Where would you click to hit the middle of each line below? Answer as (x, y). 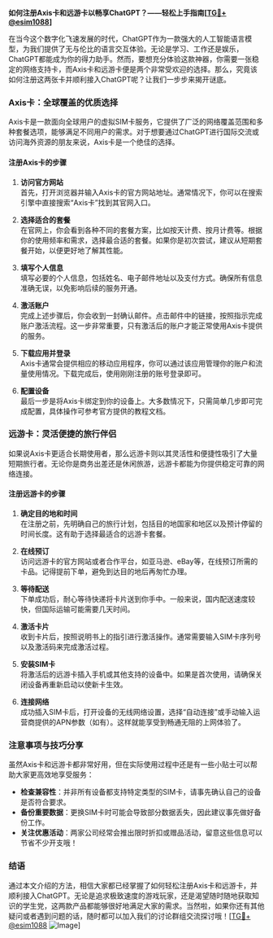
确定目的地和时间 (49, 513)
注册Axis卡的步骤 (38, 162)
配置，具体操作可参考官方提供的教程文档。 (99, 411)
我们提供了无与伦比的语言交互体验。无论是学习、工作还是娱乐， (136, 49)
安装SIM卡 (37, 664)
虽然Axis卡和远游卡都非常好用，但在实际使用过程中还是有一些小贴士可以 (130, 765)
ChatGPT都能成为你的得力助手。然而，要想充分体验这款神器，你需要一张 (130, 59)
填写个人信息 (41, 267)
